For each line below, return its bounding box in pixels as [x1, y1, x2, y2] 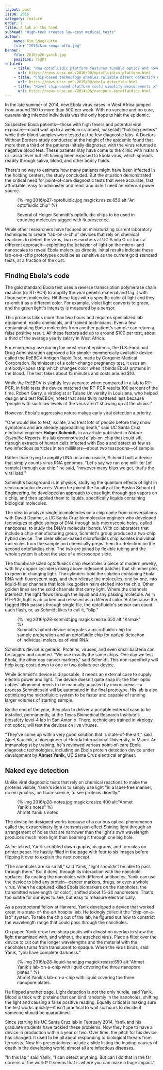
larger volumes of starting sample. [5, 697, 74, 703]
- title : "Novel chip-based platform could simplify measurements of [14, 84, 158, 89]
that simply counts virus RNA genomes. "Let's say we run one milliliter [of [5, 460, 152, 466]
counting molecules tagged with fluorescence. [17, 217, 110, 223]
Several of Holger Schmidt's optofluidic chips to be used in [17, 212, 135, 218]
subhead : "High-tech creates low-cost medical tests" [5, 30, 116, 35]
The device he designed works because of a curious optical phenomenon [5, 819, 152, 824]
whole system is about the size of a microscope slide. [5, 551, 113, 557]
